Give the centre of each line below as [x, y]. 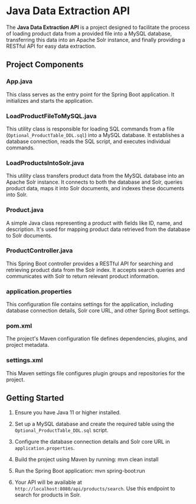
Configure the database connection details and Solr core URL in [92, 441]
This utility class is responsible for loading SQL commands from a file [90, 129]
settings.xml [24, 360]
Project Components [45, 65]
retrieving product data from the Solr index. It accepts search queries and [95, 269]
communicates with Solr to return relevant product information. [83, 276]
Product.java [25, 210]
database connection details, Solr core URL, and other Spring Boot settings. [98, 311]
